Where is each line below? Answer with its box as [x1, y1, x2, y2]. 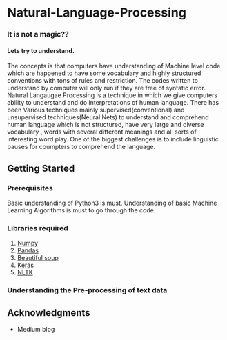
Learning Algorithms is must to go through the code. [7, 206, 156, 214]
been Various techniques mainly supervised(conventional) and [7, 106, 185, 114]
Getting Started [7, 162, 75, 174]
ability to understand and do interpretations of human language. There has [7, 99, 219, 107]
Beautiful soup [17, 254, 59, 262]
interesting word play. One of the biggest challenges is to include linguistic [7, 135, 219, 143]
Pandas [17, 246, 39, 254]
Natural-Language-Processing [7, 5, 186, 21]
